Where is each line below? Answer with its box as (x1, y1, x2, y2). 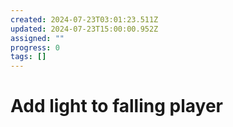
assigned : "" (10, 33, 65, 43)
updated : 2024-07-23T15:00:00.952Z (10, 24, 159, 34)
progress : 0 (10, 42, 60, 53)
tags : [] (10, 52, 47, 62)
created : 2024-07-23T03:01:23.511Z (10, 14, 159, 25)
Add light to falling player (10, 95, 223, 118)
